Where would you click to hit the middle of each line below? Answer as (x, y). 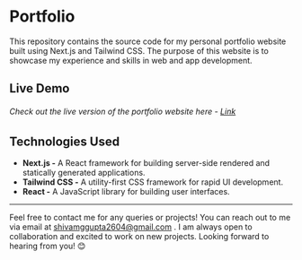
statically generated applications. (84, 172)
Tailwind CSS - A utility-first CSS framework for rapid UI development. (153, 182)
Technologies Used (64, 141)
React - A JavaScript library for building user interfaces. (126, 191)
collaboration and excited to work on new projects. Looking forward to (139, 236)
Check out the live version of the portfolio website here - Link (123, 111)
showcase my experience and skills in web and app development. (131, 60)
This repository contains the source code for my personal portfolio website (148, 41)
